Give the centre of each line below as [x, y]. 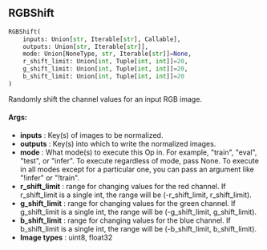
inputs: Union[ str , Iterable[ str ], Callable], [102, 39]
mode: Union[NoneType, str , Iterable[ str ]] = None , [107, 54]
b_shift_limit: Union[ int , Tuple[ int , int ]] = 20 [103, 77]
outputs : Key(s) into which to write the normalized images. [118, 144]
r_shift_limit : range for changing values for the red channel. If [123, 187]
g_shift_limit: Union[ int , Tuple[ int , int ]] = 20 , [105, 69]
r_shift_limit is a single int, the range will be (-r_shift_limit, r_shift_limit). [136, 195]
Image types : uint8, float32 [66, 238]
